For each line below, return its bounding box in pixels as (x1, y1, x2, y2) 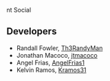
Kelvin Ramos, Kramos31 (16, 65, 87, 74)
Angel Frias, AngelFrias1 (16, 58, 85, 67)
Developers (6, 25, 57, 37)
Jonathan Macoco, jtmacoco (16, 51, 98, 59)
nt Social (6, 6, 32, 14)
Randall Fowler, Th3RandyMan (16, 44, 103, 52)
